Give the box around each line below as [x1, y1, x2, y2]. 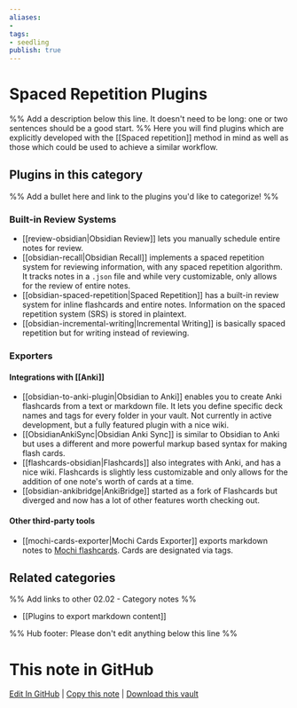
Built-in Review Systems [9, 213, 117, 225]
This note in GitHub [9, 659, 154, 680]
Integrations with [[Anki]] [9, 372, 105, 382]
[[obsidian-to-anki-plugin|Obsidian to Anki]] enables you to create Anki [21, 391, 282, 402]
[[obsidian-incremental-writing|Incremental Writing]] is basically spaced [21, 319, 286, 329]
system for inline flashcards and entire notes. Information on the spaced [21, 299, 285, 311]
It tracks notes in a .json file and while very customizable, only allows [21, 271, 277, 282]
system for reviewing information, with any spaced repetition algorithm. [21, 262, 284, 272]
